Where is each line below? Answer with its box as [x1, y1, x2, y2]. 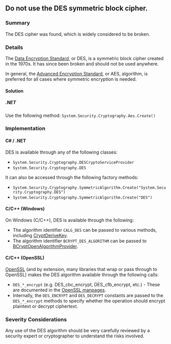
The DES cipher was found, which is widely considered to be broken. [5, 31, 151, 37]
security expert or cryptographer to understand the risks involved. [5, 333, 144, 339]
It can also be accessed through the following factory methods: [5, 174, 139, 180]
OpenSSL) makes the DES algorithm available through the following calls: [5, 272, 159, 278]
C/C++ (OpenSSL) [5, 255, 44, 261]
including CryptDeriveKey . [12, 232, 68, 238]
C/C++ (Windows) [5, 206, 45, 212]
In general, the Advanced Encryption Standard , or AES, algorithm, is [5, 70, 148, 77]
